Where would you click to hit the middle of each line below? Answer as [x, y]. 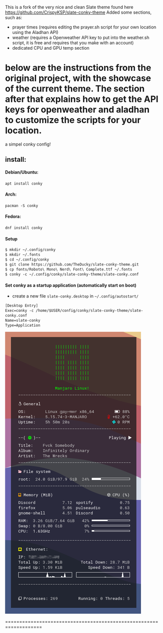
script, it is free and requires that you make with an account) [73, 43]
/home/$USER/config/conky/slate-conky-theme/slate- [90, 311]
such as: [14, 17]
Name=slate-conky [23, 321]
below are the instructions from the [78, 68]
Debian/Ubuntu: [22, 172]
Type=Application [23, 326]
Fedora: [13, 216]
